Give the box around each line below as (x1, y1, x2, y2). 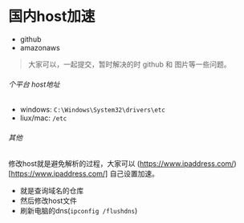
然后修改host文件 (19, 196, 78, 205)
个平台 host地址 (8, 79, 60, 89)
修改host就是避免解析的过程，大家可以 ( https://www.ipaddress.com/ (8, 159, 234, 168)
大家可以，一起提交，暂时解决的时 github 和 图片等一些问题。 (27, 59, 231, 69)
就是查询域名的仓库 (19, 186, 84, 196)
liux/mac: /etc (19, 113, 67, 123)
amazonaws (19, 43, 60, 52)
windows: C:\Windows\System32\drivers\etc (19, 105, 166, 115)
